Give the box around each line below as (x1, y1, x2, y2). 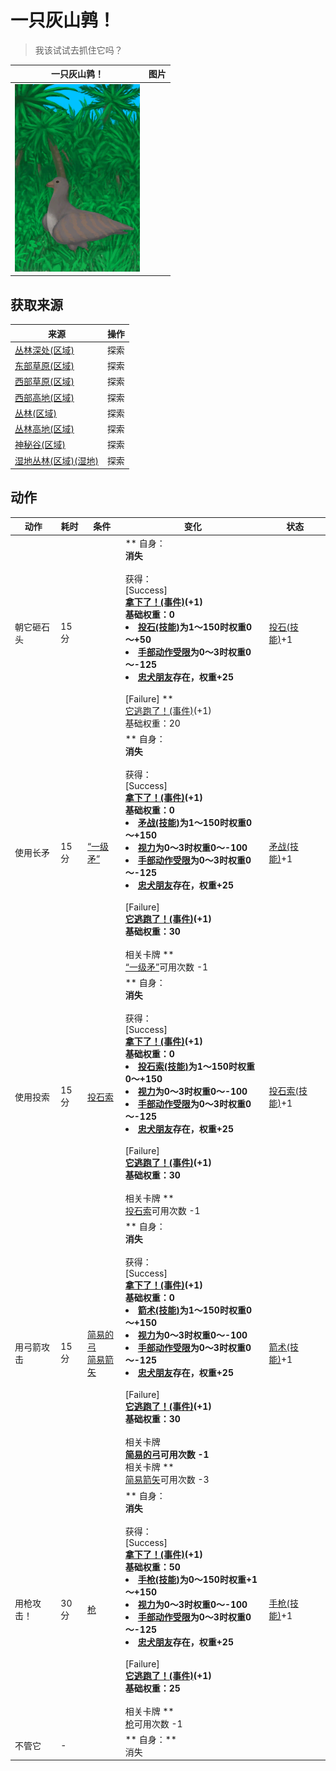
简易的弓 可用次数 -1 (124, 1449, 210, 1461)
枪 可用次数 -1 (124, 1717, 183, 1730)
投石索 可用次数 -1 (124, 1205, 201, 1217)
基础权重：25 (124, 1682, 181, 1694)
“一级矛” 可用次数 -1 (124, 961, 209, 973)
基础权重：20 (124, 717, 181, 729)
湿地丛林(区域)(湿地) (14, 454, 99, 466)
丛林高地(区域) (14, 423, 75, 435)
